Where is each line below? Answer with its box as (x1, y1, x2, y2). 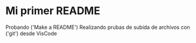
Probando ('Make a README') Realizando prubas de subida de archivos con (5, 24, 191, 31)
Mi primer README (5, 4, 101, 18)
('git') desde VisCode (5, 29, 57, 37)
